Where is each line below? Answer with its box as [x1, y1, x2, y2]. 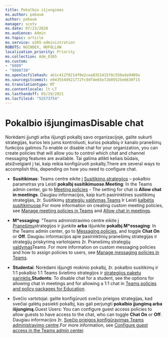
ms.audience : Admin [5, 31, 46, 36]
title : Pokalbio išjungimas [5, 7, 64, 13]
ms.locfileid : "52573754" [5, 96, 59, 101]
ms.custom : [5, 59, 28, 64]
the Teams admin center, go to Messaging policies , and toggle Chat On [12, 228, 160, 234]
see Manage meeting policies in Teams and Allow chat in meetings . [12, 208, 151, 214]
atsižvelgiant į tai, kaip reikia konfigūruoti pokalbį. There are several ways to [5, 161, 160, 167]
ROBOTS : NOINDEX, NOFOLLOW [5, 45, 62, 50]
